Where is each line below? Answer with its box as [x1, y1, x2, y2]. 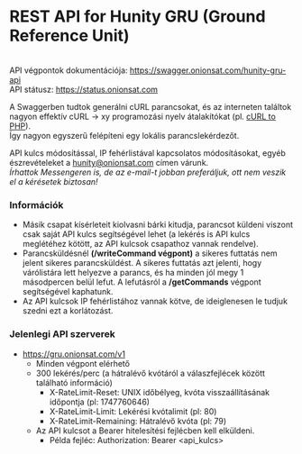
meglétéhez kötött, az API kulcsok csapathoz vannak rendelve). [22, 239, 259, 250]
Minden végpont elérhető [35, 358, 131, 368]
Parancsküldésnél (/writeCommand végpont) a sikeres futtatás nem [22, 248, 278, 259]
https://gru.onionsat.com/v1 [22, 349, 126, 359]
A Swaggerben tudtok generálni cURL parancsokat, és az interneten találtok [9, 101, 292, 112]
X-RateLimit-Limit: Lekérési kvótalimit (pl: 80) [49, 405, 217, 416]
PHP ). [9, 120, 32, 132]
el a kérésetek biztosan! [9, 176, 98, 186]
